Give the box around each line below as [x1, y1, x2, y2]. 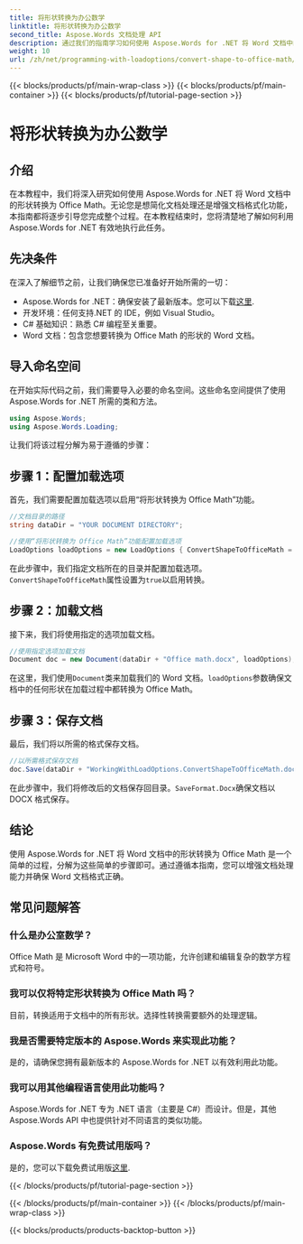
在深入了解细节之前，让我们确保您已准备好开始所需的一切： [9, 276, 231, 287]
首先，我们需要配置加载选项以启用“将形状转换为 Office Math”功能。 [9, 494, 260, 506]
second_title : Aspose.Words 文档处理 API [9, 30, 162, 39]
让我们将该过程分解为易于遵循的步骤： [9, 440, 151, 450]
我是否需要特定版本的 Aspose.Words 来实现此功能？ [9, 1035, 237, 1047]
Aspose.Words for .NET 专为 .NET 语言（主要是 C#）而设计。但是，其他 [9, 1103, 277, 1115]
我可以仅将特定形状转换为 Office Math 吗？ [9, 988, 197, 1000]
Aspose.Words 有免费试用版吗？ [9, 1139, 152, 1152]
